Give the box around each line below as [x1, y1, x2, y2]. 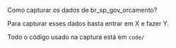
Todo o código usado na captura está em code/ [7, 33, 145, 41]
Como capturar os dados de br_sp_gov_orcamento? [7, 6, 158, 14]
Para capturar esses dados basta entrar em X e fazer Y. [7, 19, 170, 27]
